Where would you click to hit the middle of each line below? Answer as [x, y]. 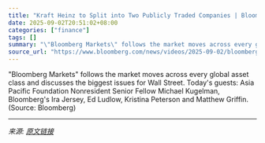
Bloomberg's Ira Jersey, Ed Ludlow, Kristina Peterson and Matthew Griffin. [129, 99]
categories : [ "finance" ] [49, 30]
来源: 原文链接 [31, 131]
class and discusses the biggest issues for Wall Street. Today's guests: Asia [131, 82]
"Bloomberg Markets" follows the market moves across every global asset [129, 74]
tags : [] [22, 37]
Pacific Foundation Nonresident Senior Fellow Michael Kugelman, [114, 91]
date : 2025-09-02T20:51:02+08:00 [63, 23]
